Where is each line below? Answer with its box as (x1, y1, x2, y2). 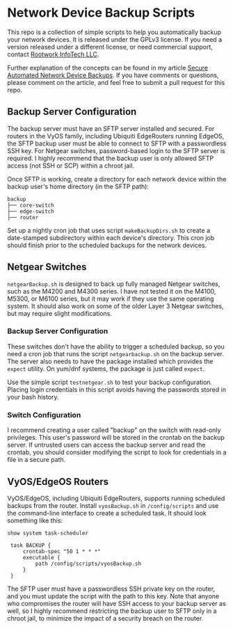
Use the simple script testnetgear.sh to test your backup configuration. (7, 378, 213, 386)
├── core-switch (7, 202, 54, 209)
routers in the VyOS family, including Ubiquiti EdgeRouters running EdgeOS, (7, 132, 225, 140)
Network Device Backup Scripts (7, 5, 195, 21)
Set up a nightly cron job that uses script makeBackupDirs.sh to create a (7, 226, 211, 234)
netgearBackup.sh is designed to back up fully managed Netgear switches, (7, 280, 220, 288)
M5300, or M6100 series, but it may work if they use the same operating (7, 294, 214, 303)
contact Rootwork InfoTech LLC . (7, 50, 99, 58)
